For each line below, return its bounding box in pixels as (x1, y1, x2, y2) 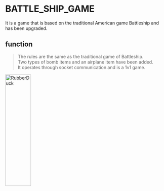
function (5, 40, 33, 49)
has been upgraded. (5, 25, 48, 31)
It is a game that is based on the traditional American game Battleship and (5, 20, 159, 26)
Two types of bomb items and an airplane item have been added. (17, 59, 153, 65)
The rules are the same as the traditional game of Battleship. (17, 53, 144, 59)
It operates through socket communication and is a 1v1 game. (17, 64, 146, 70)
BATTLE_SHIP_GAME (5, 3, 95, 15)
